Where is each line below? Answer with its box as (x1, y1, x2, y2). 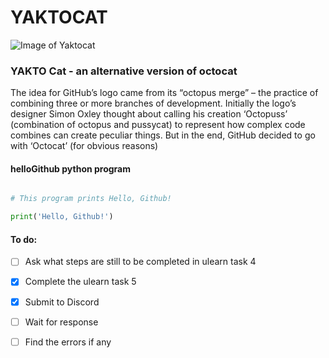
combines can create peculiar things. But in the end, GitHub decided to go (10, 129, 316, 141)
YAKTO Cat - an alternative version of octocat (10, 64, 238, 78)
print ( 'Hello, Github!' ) (10, 212, 114, 222)
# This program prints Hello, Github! (10, 194, 172, 204)
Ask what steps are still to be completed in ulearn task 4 (24, 256, 257, 268)
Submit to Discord (24, 296, 100, 308)
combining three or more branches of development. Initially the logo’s (10, 97, 297, 110)
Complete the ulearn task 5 (24, 276, 137, 288)
